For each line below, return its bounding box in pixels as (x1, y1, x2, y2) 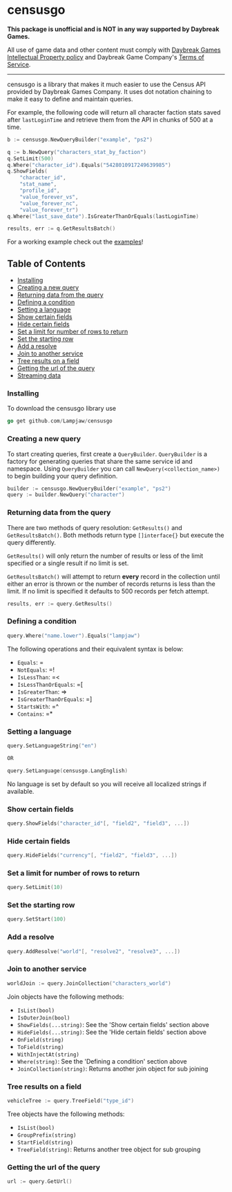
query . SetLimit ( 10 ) (7, 884, 64, 891)
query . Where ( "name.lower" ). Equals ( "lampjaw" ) (7, 632, 140, 639)
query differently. (7, 538, 57, 547)
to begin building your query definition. (7, 471, 118, 480)
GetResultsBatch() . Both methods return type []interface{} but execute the (7, 531, 224, 539)
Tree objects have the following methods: (7, 1110, 125, 1118)
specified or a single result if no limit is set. (7, 558, 129, 567)
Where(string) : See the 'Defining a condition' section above (17, 1057, 188, 1065)
